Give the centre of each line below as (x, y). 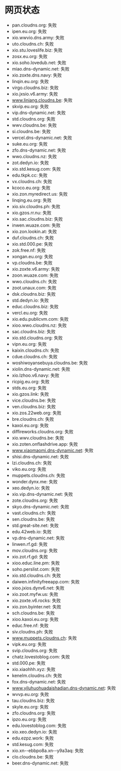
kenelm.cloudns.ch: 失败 (37, 675)
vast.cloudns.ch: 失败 (34, 513)
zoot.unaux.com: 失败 (34, 288)
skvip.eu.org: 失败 (30, 106)
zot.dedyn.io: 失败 (30, 163)
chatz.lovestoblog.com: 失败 (41, 656)
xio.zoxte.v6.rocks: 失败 (36, 600)
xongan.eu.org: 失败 (32, 256)
